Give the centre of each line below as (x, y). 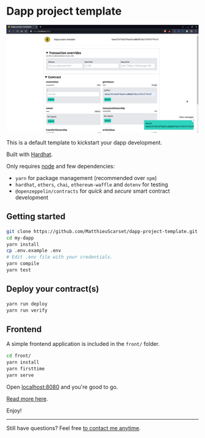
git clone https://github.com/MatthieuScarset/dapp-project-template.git (102, 231)
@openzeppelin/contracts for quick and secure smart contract (92, 191)
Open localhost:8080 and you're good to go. (62, 387)
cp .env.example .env (34, 251)
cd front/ (19, 356)
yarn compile (23, 264)
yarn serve (20, 375)
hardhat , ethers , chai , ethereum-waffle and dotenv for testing (92, 184)
